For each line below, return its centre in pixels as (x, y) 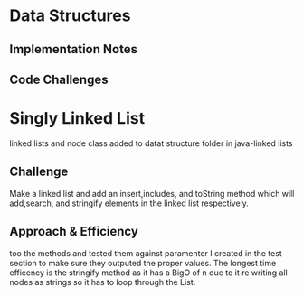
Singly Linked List (77, 119)
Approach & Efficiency (74, 231)
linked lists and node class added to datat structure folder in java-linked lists (151, 143)
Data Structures (70, 16)
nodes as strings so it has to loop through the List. (103, 282)
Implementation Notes (74, 49)
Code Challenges (59, 79)
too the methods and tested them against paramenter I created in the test (146, 253)
